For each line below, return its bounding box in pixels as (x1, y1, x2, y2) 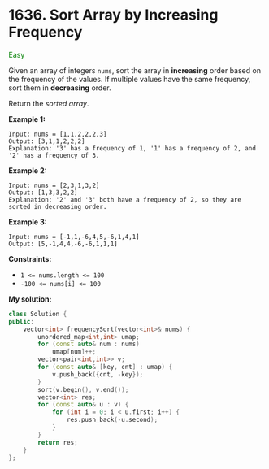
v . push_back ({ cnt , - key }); (51, 370, 144, 379)
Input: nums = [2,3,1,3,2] (8, 181, 100, 189)
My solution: (8, 294, 52, 304)
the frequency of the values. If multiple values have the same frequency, (8, 74, 251, 84)
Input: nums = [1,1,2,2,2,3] (8, 130, 107, 138)
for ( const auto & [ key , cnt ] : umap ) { (37, 363, 173, 371)
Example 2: (8, 165, 47, 176)
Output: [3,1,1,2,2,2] (8, 137, 85, 145)
